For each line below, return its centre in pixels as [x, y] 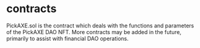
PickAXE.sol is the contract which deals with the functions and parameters [100, 26]
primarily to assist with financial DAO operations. [68, 38]
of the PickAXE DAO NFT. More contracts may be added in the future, [94, 32]
